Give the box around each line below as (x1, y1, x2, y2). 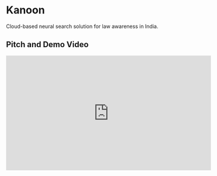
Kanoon (6, 3, 45, 17)
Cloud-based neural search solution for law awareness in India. (6, 23, 159, 30)
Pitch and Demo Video (6, 40, 89, 50)
